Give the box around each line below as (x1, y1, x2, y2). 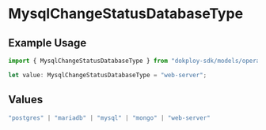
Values (8, 93, 44, 106)
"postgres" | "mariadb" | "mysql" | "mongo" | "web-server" (8, 113, 211, 122)
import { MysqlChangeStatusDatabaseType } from (8, 57, 169, 65)
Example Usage (8, 36, 87, 50)
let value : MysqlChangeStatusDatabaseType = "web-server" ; (8, 71, 207, 79)
